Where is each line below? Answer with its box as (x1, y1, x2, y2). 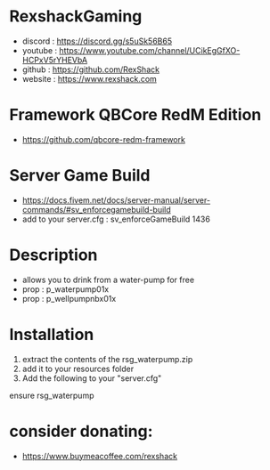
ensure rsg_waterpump (9, 390, 94, 401)
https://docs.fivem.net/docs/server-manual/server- (21, 194, 211, 206)
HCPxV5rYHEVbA (21, 54, 87, 65)
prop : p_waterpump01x (21, 283, 110, 295)
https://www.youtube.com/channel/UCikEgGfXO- (59, 45, 241, 55)
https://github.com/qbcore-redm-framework (21, 134, 185, 144)
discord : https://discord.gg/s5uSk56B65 (21, 36, 172, 46)
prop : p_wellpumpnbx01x (21, 293, 117, 304)
